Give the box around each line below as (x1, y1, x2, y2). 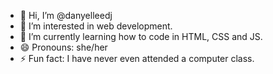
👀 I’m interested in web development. (19, 20, 173, 32)
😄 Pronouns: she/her (19, 41, 108, 53)
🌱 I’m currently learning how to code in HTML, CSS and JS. (19, 31, 263, 42)
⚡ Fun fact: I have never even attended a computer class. (19, 53, 255, 64)
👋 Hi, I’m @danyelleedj (19, 10, 113, 21)
